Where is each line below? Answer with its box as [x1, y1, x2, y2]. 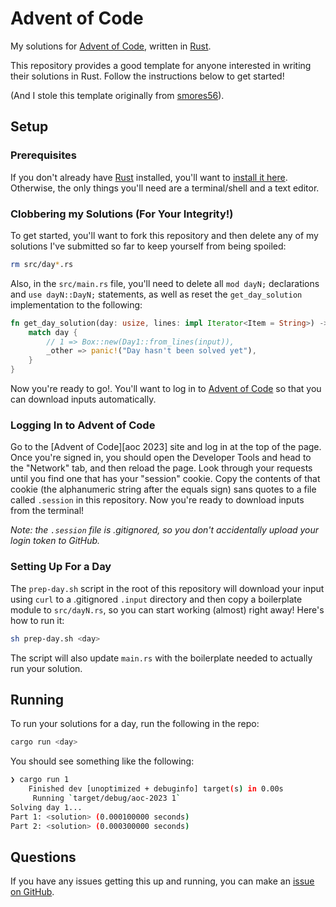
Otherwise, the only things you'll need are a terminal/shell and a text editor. [10, 182, 320, 194]
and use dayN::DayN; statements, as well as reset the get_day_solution [10, 288, 303, 300]
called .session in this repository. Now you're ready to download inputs [10, 494, 305, 506]
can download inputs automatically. [10, 393, 157, 406]
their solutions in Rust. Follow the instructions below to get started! [10, 70, 285, 82]
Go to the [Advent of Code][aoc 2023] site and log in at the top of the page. [10, 441, 322, 453]
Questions [10, 848, 77, 866]
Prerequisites [10, 148, 77, 162]
